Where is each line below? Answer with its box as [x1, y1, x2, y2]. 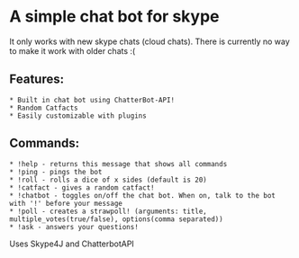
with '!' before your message [9, 199, 123, 208]
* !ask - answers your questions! [9, 222, 140, 231]
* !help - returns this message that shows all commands [9, 159, 228, 168]
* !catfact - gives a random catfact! [9, 182, 155, 192]
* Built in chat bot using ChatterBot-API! [9, 95, 176, 104]
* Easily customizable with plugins [9, 111, 147, 120]
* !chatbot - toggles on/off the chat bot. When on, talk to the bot [9, 191, 276, 200]
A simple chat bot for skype [9, 6, 220, 27]
